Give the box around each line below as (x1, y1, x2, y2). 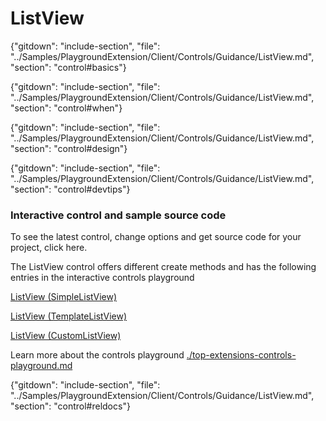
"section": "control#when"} (10, 102, 123, 114)
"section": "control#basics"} (10, 61, 127, 73)
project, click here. (10, 242, 88, 254)
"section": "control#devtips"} (10, 183, 131, 195)
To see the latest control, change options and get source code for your (10, 231, 302, 243)
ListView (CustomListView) (10, 330, 122, 342)
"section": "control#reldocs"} (10, 400, 131, 412)
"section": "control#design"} (10, 142, 128, 154)
